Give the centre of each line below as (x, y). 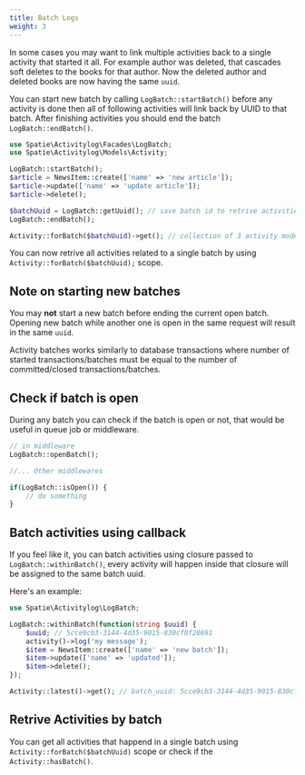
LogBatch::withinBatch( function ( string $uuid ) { (103, 624)
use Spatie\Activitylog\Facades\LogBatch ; (91, 144)
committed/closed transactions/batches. (85, 370)
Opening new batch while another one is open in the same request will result (152, 323)
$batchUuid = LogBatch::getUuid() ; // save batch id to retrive (133, 211)
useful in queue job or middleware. (74, 429)
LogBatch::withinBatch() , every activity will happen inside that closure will (149, 564)
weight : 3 (28, 26)
